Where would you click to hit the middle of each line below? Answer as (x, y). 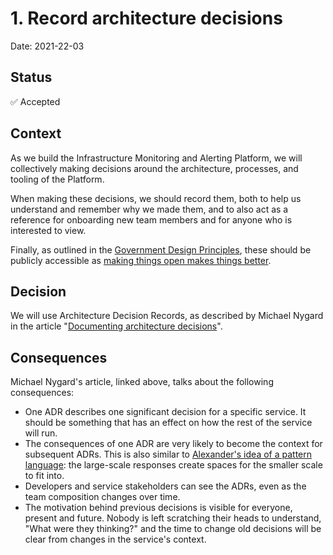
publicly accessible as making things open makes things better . (141, 260)
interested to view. (48, 230)
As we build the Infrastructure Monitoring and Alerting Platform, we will (156, 158)
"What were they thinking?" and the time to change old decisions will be (173, 529)
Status (31, 77)
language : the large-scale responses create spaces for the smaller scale (173, 465)
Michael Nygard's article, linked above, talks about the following (142, 382)
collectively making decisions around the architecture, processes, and (154, 168)
